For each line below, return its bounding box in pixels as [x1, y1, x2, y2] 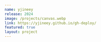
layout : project [4, 29, 38, 34]
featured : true [4, 25, 36, 30]
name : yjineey [4, 7, 34, 12]
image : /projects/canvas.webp [4, 16, 66, 21]
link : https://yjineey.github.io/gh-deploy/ [4, 20, 97, 26]
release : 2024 [4, 12, 34, 16]
